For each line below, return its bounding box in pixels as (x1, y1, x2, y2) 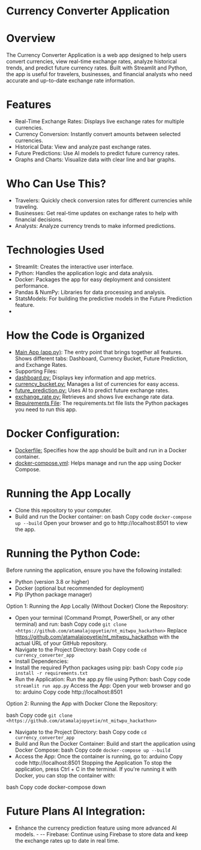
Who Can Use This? (6, 177, 106, 191)
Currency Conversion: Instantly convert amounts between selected (14, 131, 181, 138)
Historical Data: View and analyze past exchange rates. (14, 143, 152, 150)
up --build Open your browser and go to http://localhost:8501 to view (14, 519, 188, 526)
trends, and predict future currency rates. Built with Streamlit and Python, (6, 64, 188, 71)
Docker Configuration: (6, 427, 120, 441)
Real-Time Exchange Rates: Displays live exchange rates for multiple (14, 118, 185, 125)
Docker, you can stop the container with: (14, 771, 116, 779)
